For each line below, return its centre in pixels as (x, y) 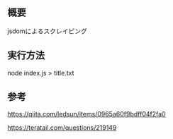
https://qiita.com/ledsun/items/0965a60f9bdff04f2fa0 (86, 114)
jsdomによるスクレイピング (47, 31)
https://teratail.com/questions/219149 (62, 128)
